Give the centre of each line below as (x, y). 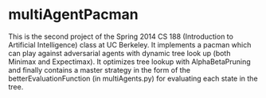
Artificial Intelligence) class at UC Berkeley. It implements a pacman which (130, 44)
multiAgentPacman (73, 15)
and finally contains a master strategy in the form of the (100, 70)
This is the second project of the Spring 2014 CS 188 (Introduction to (121, 36)
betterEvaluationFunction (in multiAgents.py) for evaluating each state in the (133, 78)
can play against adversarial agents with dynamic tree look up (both (119, 53)
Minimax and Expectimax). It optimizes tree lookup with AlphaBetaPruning (129, 62)
